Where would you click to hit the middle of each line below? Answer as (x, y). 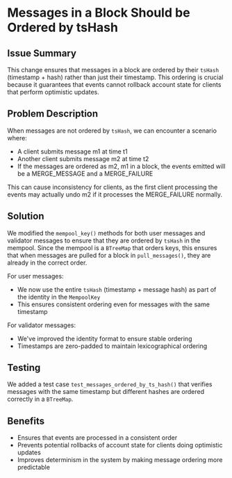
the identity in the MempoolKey (59, 297)
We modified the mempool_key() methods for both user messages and (106, 233)
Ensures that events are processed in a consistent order (97, 438)
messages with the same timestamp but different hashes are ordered (106, 392)
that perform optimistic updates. (53, 92)
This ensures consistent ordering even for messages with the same (114, 304)
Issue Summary (42, 53)
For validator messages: (42, 325)
